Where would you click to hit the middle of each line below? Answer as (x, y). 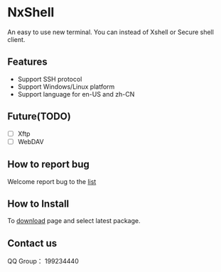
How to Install (38, 203)
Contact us (32, 243)
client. (16, 39)
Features (27, 62)
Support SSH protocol (50, 79)
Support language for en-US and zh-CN (76, 94)
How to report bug (49, 164)
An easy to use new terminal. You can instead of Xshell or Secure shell (111, 32)
